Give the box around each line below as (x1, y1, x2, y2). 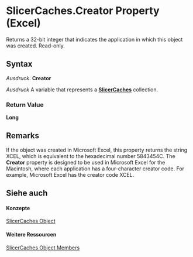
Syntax (6, 59, 33, 69)
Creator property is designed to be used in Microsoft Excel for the (6, 159, 166, 166)
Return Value (6, 101, 44, 109)
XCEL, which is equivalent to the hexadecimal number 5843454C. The (6, 152, 175, 159)
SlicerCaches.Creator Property (6, 4, 160, 18)
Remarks (6, 131, 40, 141)
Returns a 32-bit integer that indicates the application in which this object (6, 36, 183, 43)
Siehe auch (6, 189, 48, 198)
